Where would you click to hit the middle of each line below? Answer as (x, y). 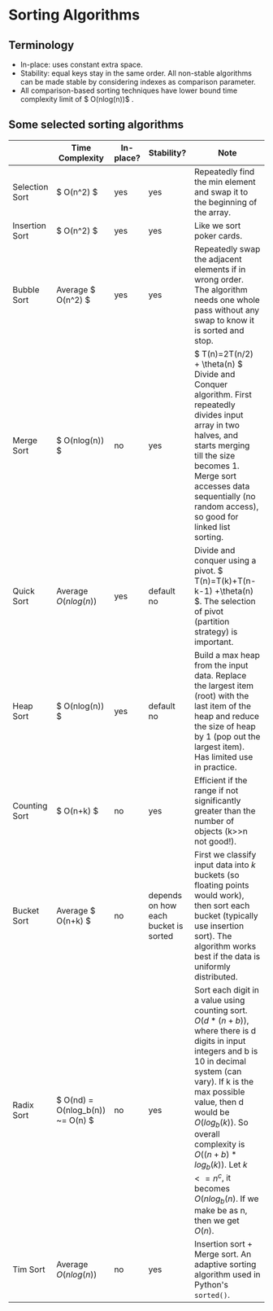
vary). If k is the (224, 1081)
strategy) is (216, 631)
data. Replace (221, 675)
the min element (225, 182)
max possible (220, 1091)
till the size (215, 455)
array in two (217, 425)
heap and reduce (227, 716)
